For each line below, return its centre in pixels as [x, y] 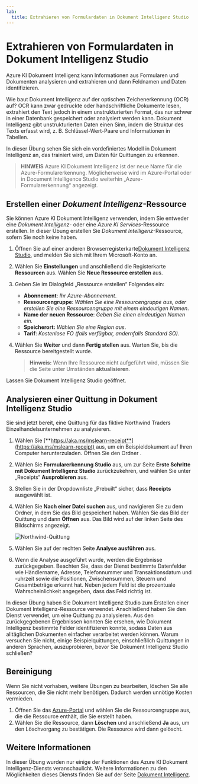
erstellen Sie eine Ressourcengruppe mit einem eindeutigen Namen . [106, 308]
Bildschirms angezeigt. [43, 526]
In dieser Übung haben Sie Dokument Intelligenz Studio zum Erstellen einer [98, 603]
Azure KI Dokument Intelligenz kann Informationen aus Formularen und [92, 75]
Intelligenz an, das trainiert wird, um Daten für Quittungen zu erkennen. [92, 155]
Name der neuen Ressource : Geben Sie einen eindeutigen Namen [104, 315]
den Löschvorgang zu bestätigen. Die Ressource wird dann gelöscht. [99, 729]
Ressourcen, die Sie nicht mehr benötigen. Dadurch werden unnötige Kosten [99, 692]
